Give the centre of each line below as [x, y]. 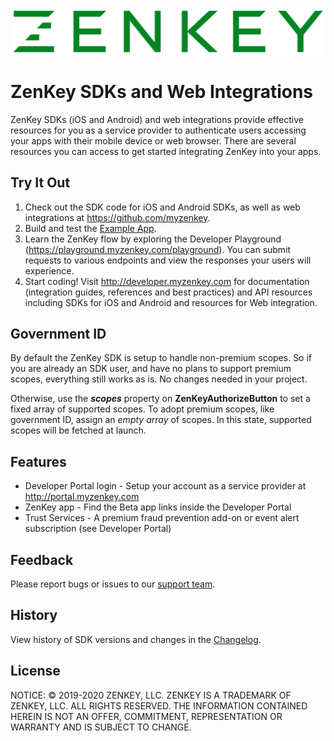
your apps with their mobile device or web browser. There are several [153, 140]
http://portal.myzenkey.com [82, 497]
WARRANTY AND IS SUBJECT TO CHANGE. [101, 727]
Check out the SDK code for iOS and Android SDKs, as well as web [162, 207]
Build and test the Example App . [90, 228]
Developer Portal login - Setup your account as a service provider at [165, 486]
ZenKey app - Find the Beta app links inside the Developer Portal [158, 507]
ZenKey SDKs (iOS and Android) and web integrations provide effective [157, 119]
